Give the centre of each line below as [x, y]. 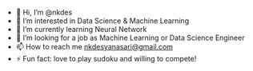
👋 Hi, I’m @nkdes [44, 12]
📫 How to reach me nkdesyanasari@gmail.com [94, 47]
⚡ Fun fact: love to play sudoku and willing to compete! [106, 59]
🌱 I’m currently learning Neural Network [81, 29]
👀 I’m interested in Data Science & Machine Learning [102, 21]
